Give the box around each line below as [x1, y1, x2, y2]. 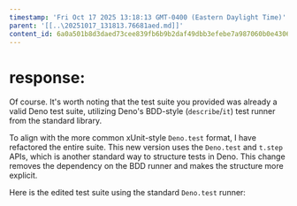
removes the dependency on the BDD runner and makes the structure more [9, 161, 285, 172]
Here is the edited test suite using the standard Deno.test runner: [9, 187, 246, 198]
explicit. [9, 170, 38, 181]
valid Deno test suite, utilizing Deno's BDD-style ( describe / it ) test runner [9, 106, 276, 117]
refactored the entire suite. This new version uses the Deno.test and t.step [9, 142, 283, 153]
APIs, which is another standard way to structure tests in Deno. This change [9, 151, 286, 162]
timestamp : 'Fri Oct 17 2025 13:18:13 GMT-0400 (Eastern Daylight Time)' [9, 12, 287, 22]
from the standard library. [9, 116, 103, 126]
